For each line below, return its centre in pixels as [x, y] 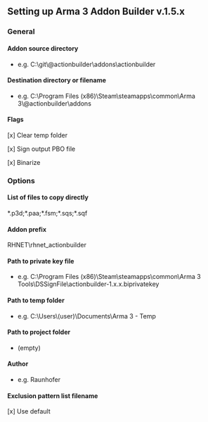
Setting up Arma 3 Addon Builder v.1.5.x [96, 12]
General [21, 32]
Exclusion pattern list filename [53, 396]
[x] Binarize [24, 162]
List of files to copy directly [48, 197]
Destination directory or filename [57, 80]
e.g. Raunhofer [39, 380]
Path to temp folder [36, 300]
